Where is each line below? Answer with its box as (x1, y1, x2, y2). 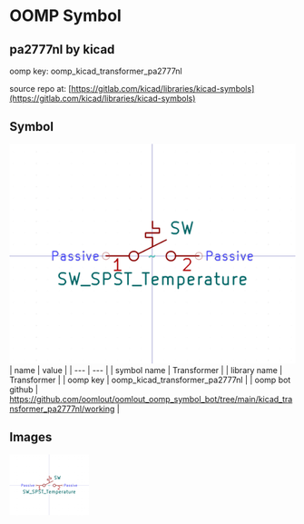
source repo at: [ (9, 84, 72, 94)
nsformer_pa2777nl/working (9, 403, 115, 414)
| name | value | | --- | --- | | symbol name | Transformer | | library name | (9, 365, 283, 376)
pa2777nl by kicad (9, 42, 115, 57)
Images (9, 430, 53, 445)
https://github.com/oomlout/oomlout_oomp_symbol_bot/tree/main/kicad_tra (9, 394, 293, 405)
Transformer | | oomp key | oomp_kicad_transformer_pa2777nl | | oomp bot (9, 374, 291, 386)
